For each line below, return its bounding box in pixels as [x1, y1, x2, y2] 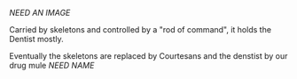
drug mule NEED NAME [9, 61, 95, 70]
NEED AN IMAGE [9, 8, 71, 18]
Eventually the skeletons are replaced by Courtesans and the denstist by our [9, 51, 288, 61]
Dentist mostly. [9, 34, 64, 44]
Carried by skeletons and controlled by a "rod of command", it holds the [9, 25, 272, 34]
